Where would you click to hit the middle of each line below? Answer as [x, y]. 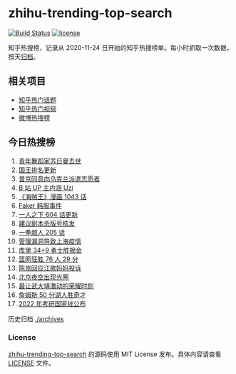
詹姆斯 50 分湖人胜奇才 [52, 295]
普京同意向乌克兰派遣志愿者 [59, 178]
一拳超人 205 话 [42, 232]
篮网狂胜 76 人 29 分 [48, 259]
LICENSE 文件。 [32, 363]
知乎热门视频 [37, 108]
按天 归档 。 [24, 56]
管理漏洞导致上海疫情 [50, 241]
